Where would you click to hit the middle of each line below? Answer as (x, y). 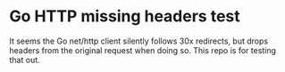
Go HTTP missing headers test (125, 16)
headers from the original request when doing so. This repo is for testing (143, 50)
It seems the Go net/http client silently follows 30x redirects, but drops (139, 41)
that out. (25, 60)
